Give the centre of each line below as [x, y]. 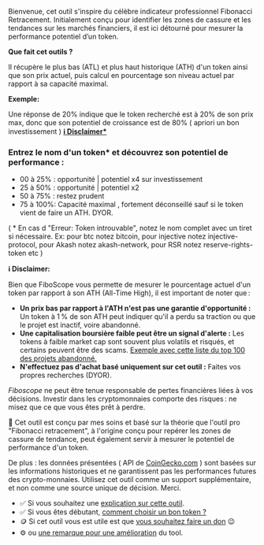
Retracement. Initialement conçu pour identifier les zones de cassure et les [130, 20]
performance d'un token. [48, 447]
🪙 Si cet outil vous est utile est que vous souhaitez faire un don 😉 [127, 521]
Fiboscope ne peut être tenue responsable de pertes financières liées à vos [131, 391]
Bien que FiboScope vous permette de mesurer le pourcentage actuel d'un [130, 285]
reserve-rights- [229, 245]
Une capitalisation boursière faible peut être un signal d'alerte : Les [132, 333]
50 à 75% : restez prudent [62, 196]
